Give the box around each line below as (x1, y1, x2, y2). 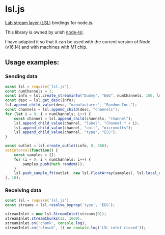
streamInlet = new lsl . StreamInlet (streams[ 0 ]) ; (5, 211, 107, 217)
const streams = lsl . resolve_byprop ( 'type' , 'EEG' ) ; (5, 203, 115, 207)
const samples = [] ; (14, 152, 56, 157)
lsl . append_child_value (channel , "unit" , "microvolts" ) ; (14, 125, 133, 130)
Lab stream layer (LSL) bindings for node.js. (5, 20, 94, 26)
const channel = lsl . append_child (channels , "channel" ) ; (14, 116, 133, 121)
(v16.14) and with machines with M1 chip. (5, 44, 87, 50)
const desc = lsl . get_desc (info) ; (5, 98, 76, 103)
